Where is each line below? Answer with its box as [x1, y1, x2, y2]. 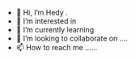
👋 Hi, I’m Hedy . [15, 8, 69, 17]
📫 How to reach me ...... [15, 43, 98, 52]
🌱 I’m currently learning [15, 25, 95, 34]
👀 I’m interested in [15, 16, 77, 26]
